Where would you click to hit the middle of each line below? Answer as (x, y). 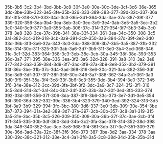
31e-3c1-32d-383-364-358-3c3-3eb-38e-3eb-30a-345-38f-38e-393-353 (80, 54)
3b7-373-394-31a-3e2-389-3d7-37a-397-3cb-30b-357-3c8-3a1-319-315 (79, 111)
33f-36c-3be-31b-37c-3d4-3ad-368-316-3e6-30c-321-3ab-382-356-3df (79, 70)
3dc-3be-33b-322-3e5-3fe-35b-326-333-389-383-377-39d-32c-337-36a (81, 12)
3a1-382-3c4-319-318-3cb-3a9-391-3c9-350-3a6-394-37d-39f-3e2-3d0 (79, 38)
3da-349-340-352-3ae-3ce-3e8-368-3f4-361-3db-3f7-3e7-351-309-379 (80, 127)
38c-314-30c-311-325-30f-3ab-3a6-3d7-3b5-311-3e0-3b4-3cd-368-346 (79, 49)
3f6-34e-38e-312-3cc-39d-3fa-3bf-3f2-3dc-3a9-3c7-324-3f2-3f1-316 (77, 85)
